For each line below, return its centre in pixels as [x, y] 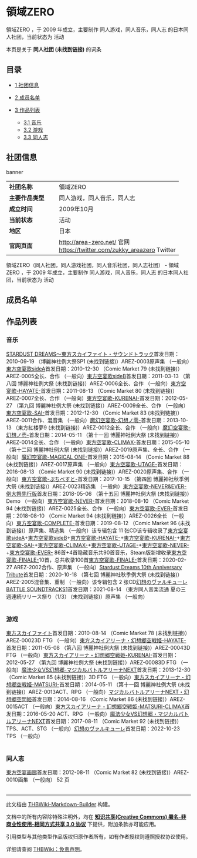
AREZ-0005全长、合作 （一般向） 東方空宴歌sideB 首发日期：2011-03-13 [92, 376]
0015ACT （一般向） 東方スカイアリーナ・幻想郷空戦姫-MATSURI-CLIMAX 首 [98, 706]
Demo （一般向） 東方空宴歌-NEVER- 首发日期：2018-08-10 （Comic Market [98, 501]
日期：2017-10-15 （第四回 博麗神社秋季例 [138, 479]
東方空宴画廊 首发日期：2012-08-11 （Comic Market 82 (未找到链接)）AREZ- [98, 772]
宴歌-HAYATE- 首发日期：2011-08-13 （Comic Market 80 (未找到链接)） [92, 390]
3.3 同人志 [36, 137]
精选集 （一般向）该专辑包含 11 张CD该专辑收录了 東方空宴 [119, 530]
